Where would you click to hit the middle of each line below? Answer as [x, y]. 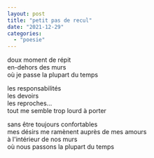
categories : [24, 33]
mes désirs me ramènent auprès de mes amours [77, 132]
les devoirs [23, 96]
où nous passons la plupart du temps [61, 147]
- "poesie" [29, 40]
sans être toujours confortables [52, 124]
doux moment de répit [39, 60]
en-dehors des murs [37, 67]
